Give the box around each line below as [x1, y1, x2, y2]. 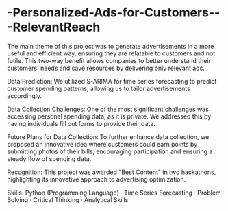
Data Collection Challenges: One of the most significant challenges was [7, 105, 209, 113]
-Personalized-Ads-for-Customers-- [7, 5, 220, 21]
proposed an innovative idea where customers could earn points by [7, 140, 198, 148]
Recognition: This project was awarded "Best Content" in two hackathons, [7, 168, 216, 176]
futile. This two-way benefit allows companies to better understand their [7, 56, 211, 64]
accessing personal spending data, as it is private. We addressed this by [7, 112, 212, 121]
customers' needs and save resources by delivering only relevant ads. [7, 64, 205, 72]
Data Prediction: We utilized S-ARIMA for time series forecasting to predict [7, 77, 217, 85]
